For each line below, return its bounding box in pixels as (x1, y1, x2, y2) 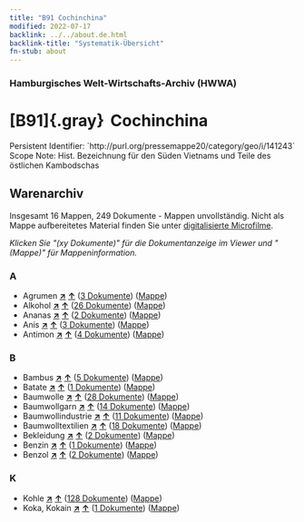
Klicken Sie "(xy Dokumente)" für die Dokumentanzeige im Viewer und (9, 237, 273, 248)
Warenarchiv (9, 186, 84, 202)
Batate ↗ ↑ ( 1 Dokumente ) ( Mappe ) (22, 382, 156, 393)
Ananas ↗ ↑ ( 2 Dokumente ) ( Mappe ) (22, 310, 162, 320)
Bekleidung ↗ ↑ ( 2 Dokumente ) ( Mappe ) (22, 430, 175, 441)
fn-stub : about (9, 47, 67, 56)
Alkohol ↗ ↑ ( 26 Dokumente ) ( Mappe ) (22, 300, 166, 311)
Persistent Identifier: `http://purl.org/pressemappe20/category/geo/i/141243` (9, 140, 296, 151)
